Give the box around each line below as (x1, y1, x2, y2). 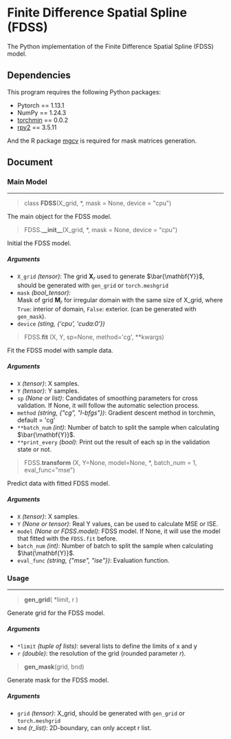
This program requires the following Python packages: (7, 87, 162, 96)
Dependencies (7, 70, 71, 81)
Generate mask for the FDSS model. (7, 676, 109, 685)
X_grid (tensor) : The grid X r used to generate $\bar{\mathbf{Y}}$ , (16, 272, 205, 282)
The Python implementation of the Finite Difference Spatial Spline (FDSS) (7, 42, 214, 50)
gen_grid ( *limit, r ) (23, 596, 78, 604)
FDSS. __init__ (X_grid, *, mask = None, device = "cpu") (23, 226, 178, 234)
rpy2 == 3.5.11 (16, 123, 57, 132)
